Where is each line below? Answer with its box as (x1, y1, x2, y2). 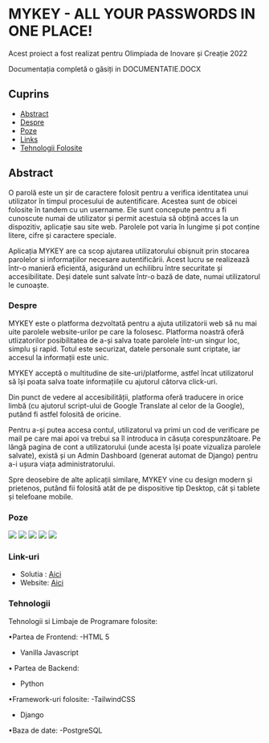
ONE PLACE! (8, 22, 93, 40)
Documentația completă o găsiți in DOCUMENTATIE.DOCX (8, 64, 202, 73)
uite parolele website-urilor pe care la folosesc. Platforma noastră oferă (8, 326, 245, 336)
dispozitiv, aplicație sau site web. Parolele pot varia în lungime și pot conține (8, 222, 260, 232)
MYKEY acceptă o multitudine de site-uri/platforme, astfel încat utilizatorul (8, 367, 255, 378)
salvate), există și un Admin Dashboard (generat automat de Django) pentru (8, 450, 259, 460)
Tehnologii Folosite (19, 142, 83, 153)
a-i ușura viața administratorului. (8, 459, 116, 469)
